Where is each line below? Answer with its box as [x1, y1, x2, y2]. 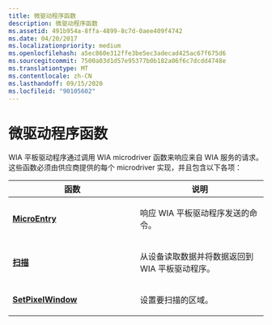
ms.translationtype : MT [8, 65, 89, 73]
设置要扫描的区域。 [140, 294, 214, 306]
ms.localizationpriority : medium [8, 42, 121, 50]
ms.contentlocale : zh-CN [8, 72, 92, 80]
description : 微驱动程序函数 [8, 19, 99, 27]
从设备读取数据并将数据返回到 [140, 251, 254, 263]
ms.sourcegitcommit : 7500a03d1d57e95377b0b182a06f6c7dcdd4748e [8, 57, 227, 65]
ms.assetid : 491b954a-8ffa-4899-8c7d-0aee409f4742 [8, 27, 183, 35]
